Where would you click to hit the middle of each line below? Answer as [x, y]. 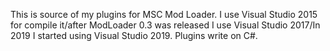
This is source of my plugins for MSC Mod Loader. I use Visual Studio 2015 [164, 14]
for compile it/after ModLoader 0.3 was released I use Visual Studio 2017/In [165, 25]
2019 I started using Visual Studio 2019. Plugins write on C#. [134, 35]
